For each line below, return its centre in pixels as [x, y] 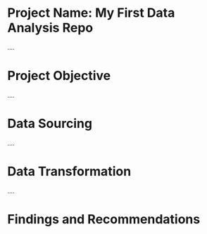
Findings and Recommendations [104, 219]
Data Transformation [69, 171]
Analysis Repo [50, 28]
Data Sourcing [50, 124]
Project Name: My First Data [91, 13]
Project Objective [59, 76]
